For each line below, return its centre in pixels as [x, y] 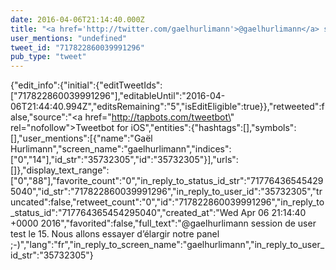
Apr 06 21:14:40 [273, 213]
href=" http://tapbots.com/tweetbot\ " [159, 117]
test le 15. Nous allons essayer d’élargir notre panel [115, 234]
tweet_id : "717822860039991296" [77, 47]
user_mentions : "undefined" [69, 38]
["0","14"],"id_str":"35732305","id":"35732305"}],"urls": [124, 160]
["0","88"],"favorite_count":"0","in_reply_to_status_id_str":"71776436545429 [167, 181]
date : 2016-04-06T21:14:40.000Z [77, 19]
